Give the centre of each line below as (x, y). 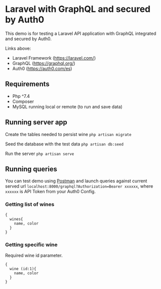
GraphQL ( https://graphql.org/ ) (44, 63)
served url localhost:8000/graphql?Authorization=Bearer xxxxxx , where (79, 186)
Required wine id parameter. (34, 255)
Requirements (27, 84)
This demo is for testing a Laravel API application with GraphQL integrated (81, 33)
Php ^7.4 (21, 96)
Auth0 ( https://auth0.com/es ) (42, 69)
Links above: (18, 48)
